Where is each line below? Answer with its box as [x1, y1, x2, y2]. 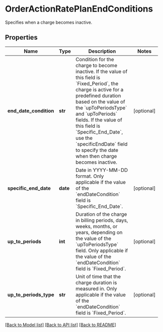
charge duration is [75, 279, 117, 286]
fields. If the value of [75, 116, 122, 123]
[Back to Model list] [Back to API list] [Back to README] [5, 322, 116, 328]
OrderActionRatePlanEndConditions [5, 3, 153, 15]
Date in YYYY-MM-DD [75, 166, 128, 173]
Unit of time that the [75, 273, 121, 280]
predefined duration [75, 92, 121, 99]
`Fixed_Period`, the [75, 80, 119, 87]
